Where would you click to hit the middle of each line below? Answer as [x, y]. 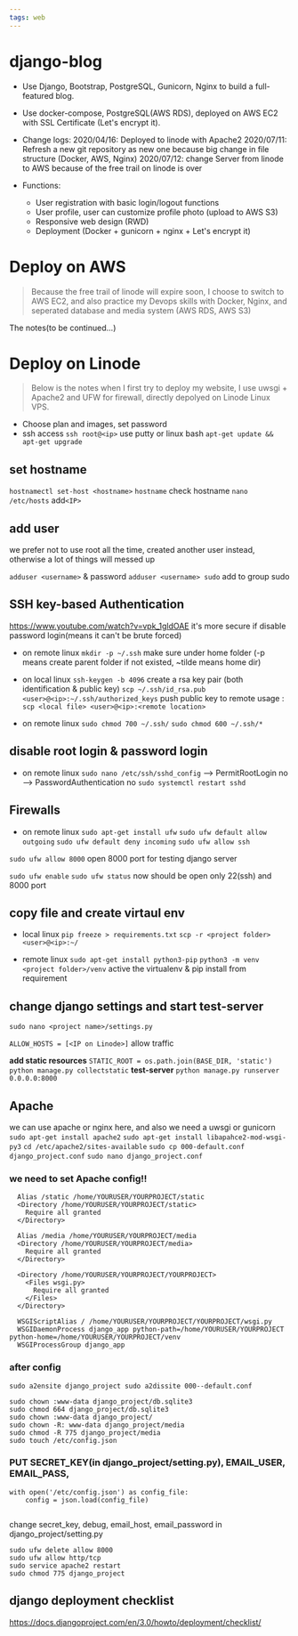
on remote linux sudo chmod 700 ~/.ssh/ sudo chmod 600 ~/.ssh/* [142, 723]
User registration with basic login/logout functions [127, 202]
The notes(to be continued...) [63, 328]
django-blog [56, 61]
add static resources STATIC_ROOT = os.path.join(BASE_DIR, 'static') [141, 1061]
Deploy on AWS [68, 267]
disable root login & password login [109, 752]
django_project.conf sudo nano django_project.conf [106, 1156]
